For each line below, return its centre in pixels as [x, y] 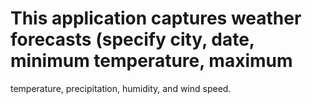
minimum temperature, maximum [151, 61]
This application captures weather [156, 18]
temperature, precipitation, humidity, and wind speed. [121, 88]
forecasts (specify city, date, [132, 39]
